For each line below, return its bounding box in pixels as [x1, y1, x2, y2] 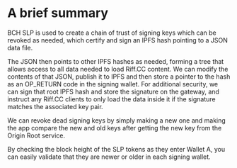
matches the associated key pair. [7, 102, 104, 111]
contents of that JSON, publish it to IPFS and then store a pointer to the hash [7, 72, 231, 81]
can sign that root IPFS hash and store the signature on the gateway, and [7, 87, 219, 96]
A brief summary [7, 5, 108, 21]
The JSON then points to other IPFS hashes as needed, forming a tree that [7, 57, 224, 65]
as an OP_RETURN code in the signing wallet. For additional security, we [7, 79, 218, 88]
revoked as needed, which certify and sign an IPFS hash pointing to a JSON [7, 35, 229, 44]
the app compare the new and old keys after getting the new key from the [7, 123, 222, 132]
